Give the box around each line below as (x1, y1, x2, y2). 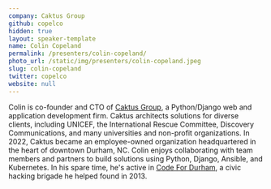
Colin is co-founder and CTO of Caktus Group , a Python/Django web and (8, 102, 252, 112)
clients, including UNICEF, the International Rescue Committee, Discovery (8, 119, 254, 129)
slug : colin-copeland (8, 65, 82, 73)
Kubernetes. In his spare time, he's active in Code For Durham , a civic (8, 162, 242, 172)
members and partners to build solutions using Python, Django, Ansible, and (8, 153, 264, 163)
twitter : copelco (8, 72, 67, 80)
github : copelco (8, 19, 63, 28)
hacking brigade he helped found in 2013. (8, 171, 148, 181)
